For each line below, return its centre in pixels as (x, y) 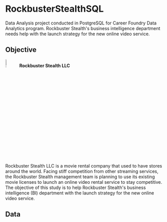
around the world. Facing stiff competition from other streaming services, (82, 171)
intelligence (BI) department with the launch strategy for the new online (80, 193)
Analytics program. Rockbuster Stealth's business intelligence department (83, 28)
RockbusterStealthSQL (55, 9)
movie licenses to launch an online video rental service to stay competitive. (84, 182)
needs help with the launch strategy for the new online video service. (78, 34)
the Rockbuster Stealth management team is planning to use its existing (80, 177)
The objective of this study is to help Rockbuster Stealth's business (76, 187)
